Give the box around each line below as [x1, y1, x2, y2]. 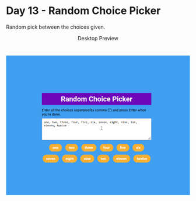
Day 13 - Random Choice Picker [6, 4, 161, 18]
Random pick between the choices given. [6, 23, 106, 30]
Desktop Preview [78, 34, 118, 41]
